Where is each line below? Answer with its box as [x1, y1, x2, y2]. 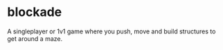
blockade [7, 4, 62, 20]
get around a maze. [7, 34, 63, 42]
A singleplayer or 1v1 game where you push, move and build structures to [7, 27, 216, 35]
